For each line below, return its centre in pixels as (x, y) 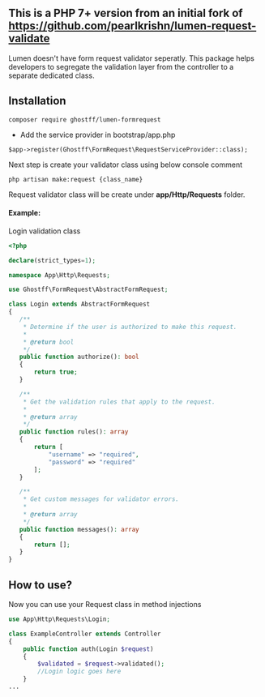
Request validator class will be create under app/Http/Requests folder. (127, 195)
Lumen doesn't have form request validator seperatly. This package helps (132, 58)
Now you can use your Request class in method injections (105, 605)
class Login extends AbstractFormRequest (79, 304)
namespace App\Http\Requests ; (60, 275)
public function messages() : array (79, 529)
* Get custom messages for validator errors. (101, 499)
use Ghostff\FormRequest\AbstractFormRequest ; (88, 290)
